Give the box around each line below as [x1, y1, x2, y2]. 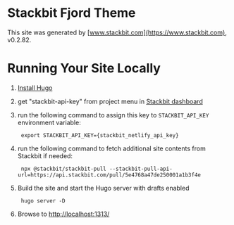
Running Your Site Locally [7, 60, 161, 77]
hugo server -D [20, 197, 66, 205]
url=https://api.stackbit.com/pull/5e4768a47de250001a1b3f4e [17, 171, 202, 179]
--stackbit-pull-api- [109, 165, 173, 172]
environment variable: [17, 118, 81, 127]
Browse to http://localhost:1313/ [17, 210, 110, 218]
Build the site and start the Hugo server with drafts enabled [17, 184, 190, 192]
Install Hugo [17, 83, 53, 92]
